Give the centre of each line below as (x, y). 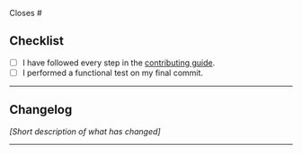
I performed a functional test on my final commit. (113, 73)
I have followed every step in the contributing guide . (119, 63)
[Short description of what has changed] (85, 131)
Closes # (26, 13)
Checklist (37, 41)
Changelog (41, 110)
